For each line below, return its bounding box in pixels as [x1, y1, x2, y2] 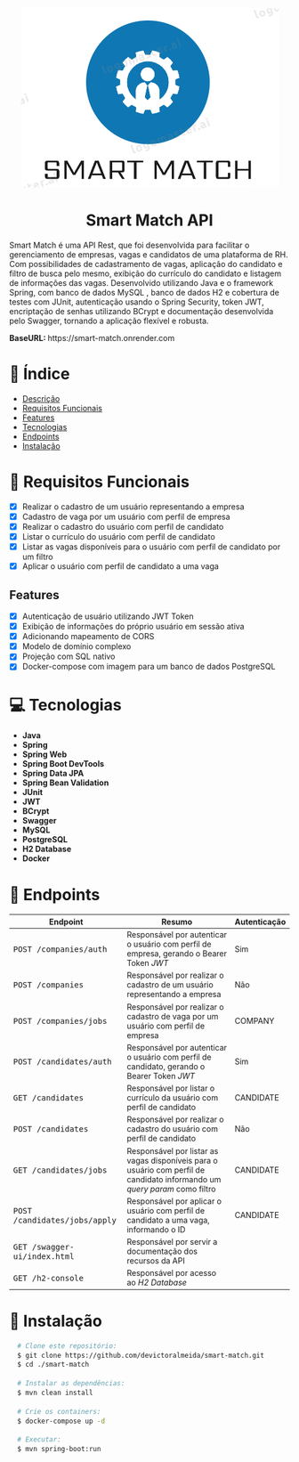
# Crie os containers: [17, 1407, 101, 1416]
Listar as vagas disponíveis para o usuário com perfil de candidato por [21, 541, 281, 552]
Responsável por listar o [126, 1083, 215, 1093]
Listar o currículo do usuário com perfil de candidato [21, 532, 215, 541]
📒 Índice [9, 364, 70, 385]
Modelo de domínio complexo [21, 641, 132, 652]
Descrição [21, 393, 61, 403]
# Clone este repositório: [17, 1341, 117, 1351]
